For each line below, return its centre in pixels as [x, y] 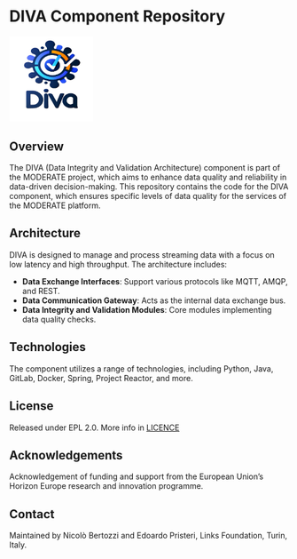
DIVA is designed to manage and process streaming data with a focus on [142, 254]
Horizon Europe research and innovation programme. [106, 486]
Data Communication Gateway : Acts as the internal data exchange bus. [154, 300]
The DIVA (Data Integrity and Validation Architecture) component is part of [145, 168]
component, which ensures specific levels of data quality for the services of [148, 196]
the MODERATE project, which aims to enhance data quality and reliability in [148, 177]
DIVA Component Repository [117, 16]
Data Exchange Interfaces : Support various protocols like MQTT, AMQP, [155, 281]
